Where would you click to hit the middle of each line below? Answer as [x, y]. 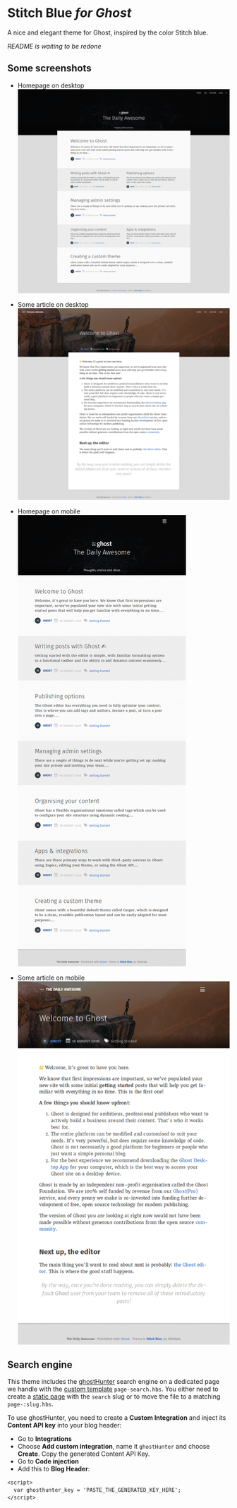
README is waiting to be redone [54, 46]
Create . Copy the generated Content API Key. [84, 1454]
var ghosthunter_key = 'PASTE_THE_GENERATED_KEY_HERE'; [97, 1490]
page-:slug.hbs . [31, 1404]
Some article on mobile [51, 978]
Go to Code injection [48, 1461]
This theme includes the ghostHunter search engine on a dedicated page [114, 1382]
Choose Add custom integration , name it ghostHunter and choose [114, 1447]
